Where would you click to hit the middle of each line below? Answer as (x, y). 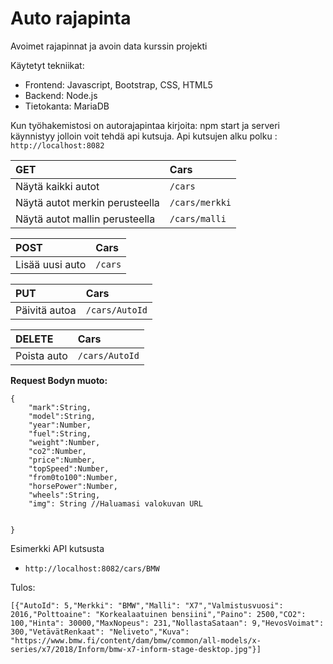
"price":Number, (62, 460)
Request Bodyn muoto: (59, 380)
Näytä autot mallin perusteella (85, 219)
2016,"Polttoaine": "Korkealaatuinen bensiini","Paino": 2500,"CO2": (158, 614)
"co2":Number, (57, 451)
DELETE (34, 339)
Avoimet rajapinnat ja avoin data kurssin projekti (109, 46)
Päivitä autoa (46, 310)
